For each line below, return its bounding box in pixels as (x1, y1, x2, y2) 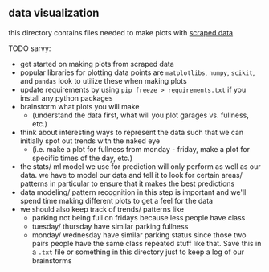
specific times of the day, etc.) (31, 153, 133, 163)
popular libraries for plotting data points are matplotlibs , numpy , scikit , (19, 68, 255, 77)
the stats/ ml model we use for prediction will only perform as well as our (19, 161, 261, 171)
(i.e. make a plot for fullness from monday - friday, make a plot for (31, 144, 251, 154)
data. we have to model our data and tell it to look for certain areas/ (19, 170, 243, 179)
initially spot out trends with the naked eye (19, 136, 161, 146)
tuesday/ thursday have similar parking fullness (31, 221, 189, 231)
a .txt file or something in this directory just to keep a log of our (31, 247, 245, 257)
